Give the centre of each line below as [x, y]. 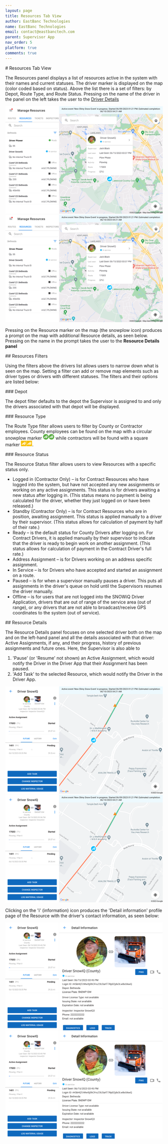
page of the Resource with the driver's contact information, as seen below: [82, 916]
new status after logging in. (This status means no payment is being [82, 495]
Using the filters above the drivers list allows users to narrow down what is [82, 366]
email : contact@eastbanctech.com [40, 32]
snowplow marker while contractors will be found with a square [77, 438]
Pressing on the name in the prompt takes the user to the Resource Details [82, 341]
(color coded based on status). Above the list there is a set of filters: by [78, 89]
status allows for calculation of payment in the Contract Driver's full [82, 549]
